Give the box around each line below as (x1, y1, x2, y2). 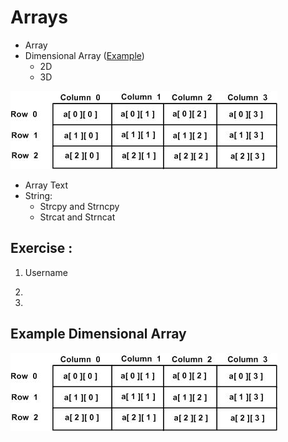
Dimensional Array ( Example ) (24, 49, 145, 61)
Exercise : (10, 240, 73, 257)
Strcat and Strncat (39, 211, 116, 223)
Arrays (10, 6, 68, 29)
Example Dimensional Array (10, 326, 187, 343)
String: (24, 189, 53, 201)
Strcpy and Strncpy (39, 200, 120, 212)
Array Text (24, 179, 68, 191)
